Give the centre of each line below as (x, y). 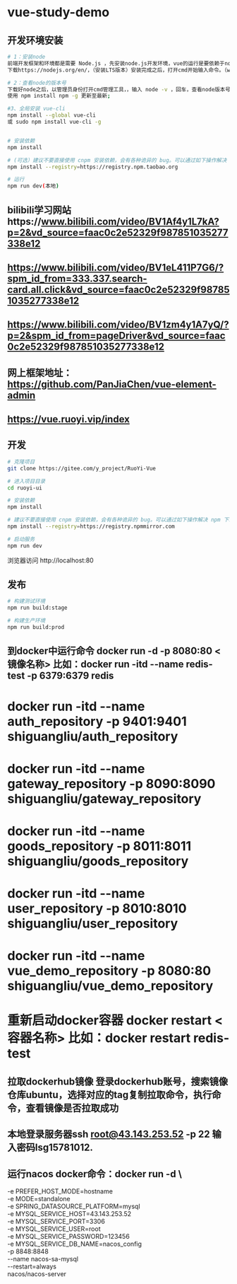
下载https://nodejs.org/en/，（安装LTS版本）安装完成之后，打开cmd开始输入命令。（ (117, 70)
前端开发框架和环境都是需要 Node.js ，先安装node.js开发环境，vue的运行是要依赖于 (116, 63)
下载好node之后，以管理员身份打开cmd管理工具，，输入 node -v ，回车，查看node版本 (116, 89)
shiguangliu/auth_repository (93, 736)
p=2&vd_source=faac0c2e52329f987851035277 (118, 232)
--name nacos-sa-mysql (43, 1259)
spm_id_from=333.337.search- (77, 278)
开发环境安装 (35, 40)
